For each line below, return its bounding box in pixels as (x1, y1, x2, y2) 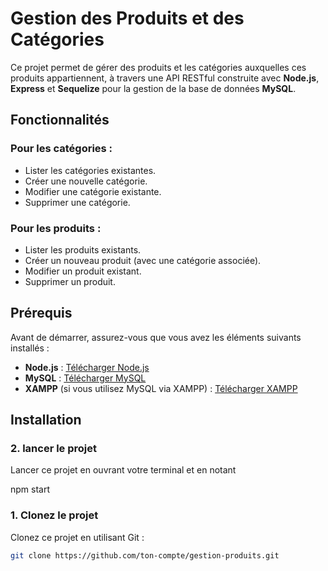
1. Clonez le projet (10, 508, 99, 522)
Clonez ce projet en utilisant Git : (10, 531, 145, 543)
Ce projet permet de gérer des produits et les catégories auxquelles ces (10, 61, 307, 73)
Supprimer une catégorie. (24, 196, 131, 208)
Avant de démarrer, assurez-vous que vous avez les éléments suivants (10, 331, 302, 343)
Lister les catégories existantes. (24, 164, 157, 176)
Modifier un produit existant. (24, 265, 142, 277)
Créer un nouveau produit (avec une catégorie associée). (24, 254, 262, 266)
